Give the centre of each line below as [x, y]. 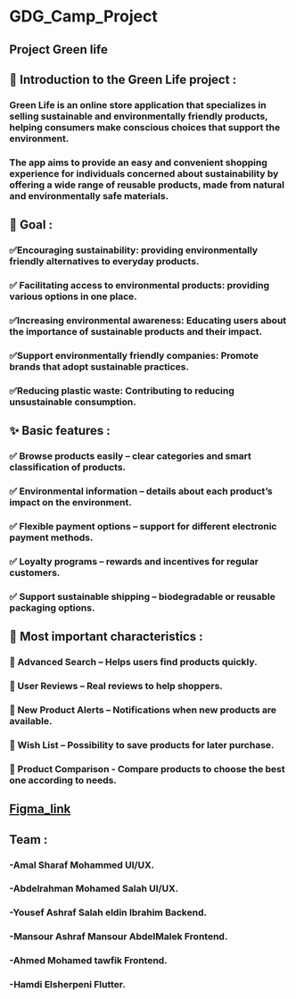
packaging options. [52, 607]
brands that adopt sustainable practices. [99, 366]
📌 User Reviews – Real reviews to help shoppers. [116, 687]
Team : [29, 840]
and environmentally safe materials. [89, 196]
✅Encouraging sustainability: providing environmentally [134, 250]
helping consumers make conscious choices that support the [145, 127]
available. [31, 720]
